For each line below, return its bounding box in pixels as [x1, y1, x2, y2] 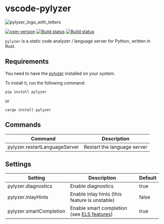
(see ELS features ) [70, 211, 113, 218]
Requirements [5, 57, 49, 66]
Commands [5, 121, 41, 129]
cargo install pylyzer [5, 107, 51, 112]
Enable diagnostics [70, 183, 114, 190]
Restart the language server [83, 143, 148, 150]
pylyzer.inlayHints [7, 194, 49, 201]
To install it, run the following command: [5, 80, 85, 86]
